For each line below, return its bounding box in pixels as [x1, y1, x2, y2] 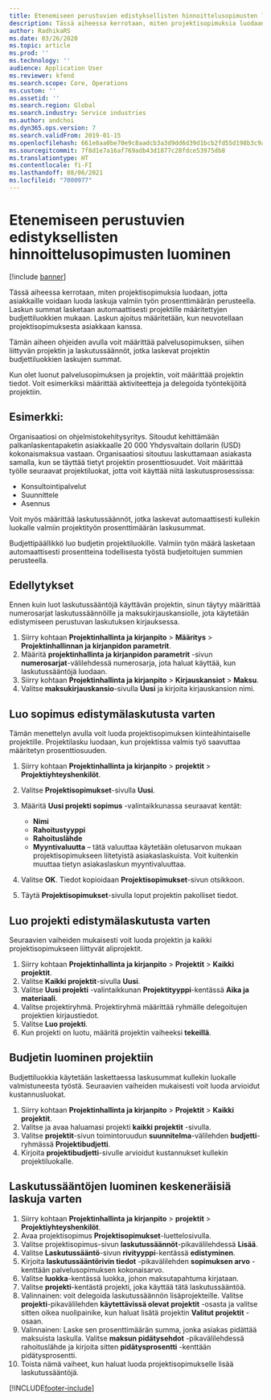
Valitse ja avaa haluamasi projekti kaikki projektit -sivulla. [20, 1122, 211, 1131]
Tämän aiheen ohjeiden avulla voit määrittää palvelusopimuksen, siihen [9, 337, 244, 347]
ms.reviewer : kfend [9, 72, 75, 80]
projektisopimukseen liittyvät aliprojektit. [9, 944, 143, 953]
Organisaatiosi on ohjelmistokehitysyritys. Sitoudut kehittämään [9, 431, 220, 441]
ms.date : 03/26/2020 [9, 34, 79, 43]
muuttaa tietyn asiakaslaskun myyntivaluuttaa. [32, 859, 187, 869]
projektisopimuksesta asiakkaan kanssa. [9, 321, 143, 331]
